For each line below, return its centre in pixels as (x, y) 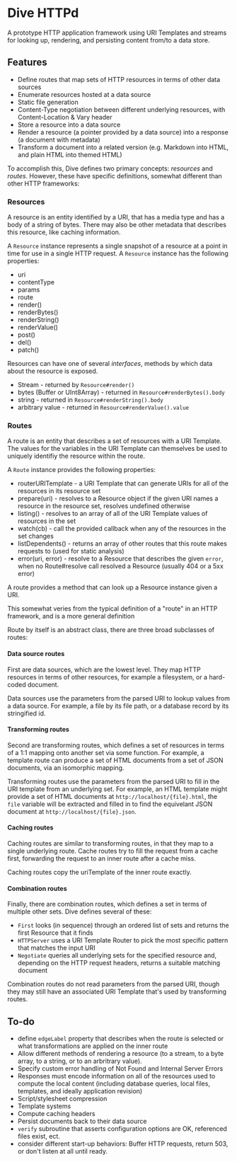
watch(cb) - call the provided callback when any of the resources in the (122, 529)
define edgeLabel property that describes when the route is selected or (121, 1038)
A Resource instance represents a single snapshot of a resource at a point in (117, 246)
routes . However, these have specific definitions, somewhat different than (115, 176)
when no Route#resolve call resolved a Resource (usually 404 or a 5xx (121, 566)
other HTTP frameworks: (44, 183)
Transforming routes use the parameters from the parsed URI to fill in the (114, 781)
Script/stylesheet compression (62, 1098)
